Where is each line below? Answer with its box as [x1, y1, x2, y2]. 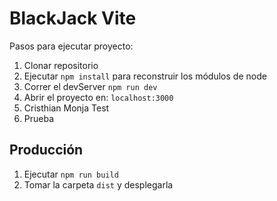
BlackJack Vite [9, 7, 137, 30]
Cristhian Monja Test [23, 102, 110, 114]
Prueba [23, 112, 55, 124]
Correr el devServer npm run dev [23, 80, 158, 92]
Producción [9, 142, 84, 159]
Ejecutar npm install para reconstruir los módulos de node [23, 70, 267, 82]
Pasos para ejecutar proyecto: [9, 40, 134, 52]
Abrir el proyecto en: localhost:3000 [23, 91, 174, 103]
